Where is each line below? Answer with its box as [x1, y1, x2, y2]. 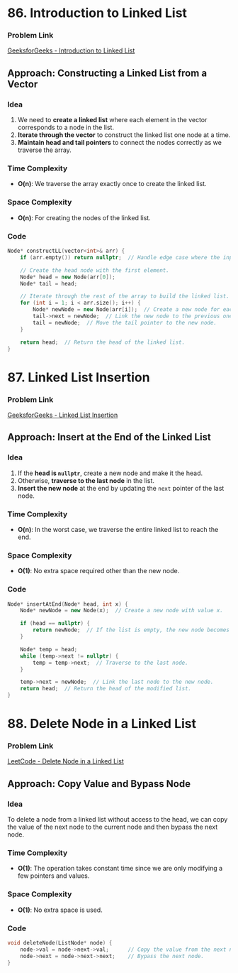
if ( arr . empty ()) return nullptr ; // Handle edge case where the [20, 254, 220, 261]
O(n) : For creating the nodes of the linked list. [17, 213, 151, 222]
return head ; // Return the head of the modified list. [20, 685, 192, 692]
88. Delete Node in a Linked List [7, 716, 197, 732]
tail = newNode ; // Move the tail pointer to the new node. [33, 319, 217, 326]
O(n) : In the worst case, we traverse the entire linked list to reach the [17, 525, 219, 533]
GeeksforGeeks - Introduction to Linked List [7, 46, 135, 55]
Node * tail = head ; [20, 280, 78, 287]
